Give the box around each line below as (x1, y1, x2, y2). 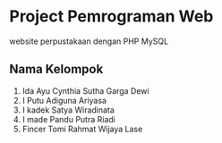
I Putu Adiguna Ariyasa (21, 95, 107, 105)
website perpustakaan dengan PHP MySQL (9, 36, 168, 46)
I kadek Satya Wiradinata (21, 105, 115, 115)
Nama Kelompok (9, 62, 104, 77)
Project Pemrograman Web (9, 6, 214, 27)
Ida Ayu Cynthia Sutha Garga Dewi (21, 85, 149, 96)
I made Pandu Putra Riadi (21, 114, 116, 124)
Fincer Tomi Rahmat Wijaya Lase (21, 123, 143, 134)
